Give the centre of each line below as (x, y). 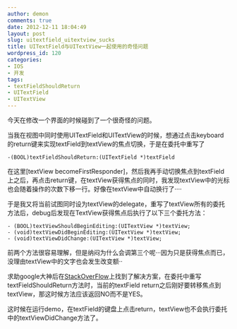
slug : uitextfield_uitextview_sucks (61, 40)
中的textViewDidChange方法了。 (55, 318)
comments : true (30, 20)
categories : (25, 60)
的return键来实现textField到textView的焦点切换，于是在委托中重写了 (106, 144)
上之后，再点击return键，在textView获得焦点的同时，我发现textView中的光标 (119, 180)
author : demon (28, 14)
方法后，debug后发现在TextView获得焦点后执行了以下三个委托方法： (107, 213)
